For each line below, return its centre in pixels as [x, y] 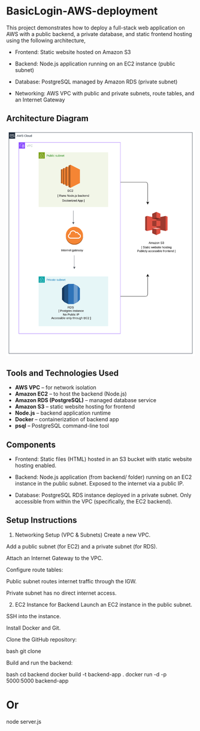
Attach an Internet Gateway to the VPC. [55, 558]
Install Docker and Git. [34, 628]
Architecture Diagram [47, 119]
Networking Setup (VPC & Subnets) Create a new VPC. [83, 535]
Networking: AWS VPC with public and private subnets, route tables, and [104, 93]
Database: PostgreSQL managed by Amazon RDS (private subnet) [96, 82]
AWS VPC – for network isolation [56, 388]
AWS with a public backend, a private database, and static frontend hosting [99, 34]
